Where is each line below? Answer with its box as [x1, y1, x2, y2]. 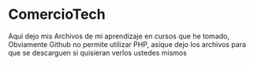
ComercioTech [8, 5, 106, 23]
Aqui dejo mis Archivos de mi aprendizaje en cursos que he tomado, [8, 31, 230, 41]
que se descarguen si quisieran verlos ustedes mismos [8, 48, 187, 57]
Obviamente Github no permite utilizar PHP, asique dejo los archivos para [8, 39, 247, 49]
